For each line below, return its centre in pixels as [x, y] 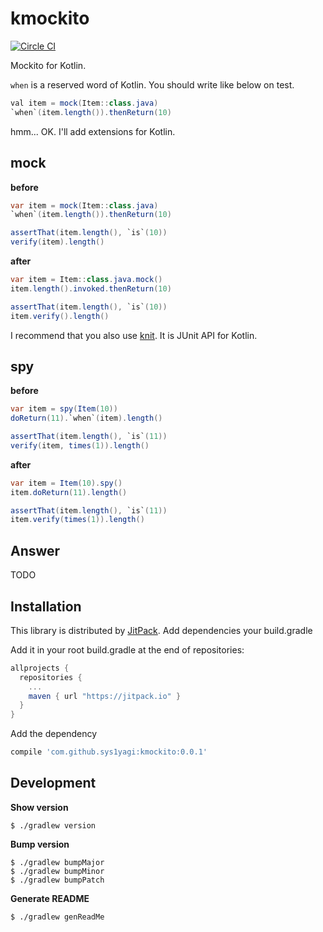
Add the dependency [54, 734]
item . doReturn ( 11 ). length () [69, 492]
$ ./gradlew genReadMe [57, 917]
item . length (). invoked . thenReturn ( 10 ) [91, 288]
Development [53, 783]
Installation [46, 606]
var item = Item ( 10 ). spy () [66, 483]
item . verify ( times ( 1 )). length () [77, 520]
